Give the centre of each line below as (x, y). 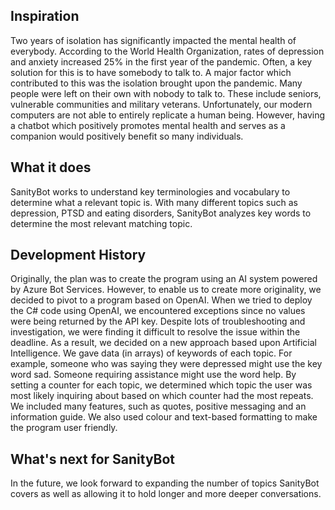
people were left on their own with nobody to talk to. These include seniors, (166, 93)
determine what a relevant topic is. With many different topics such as (154, 202)
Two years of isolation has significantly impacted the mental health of (153, 40)
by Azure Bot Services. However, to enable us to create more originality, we (166, 290)
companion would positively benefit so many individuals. (127, 136)
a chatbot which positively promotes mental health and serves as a (148, 125)
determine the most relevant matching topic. (101, 223)
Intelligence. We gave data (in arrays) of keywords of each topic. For (151, 353)
